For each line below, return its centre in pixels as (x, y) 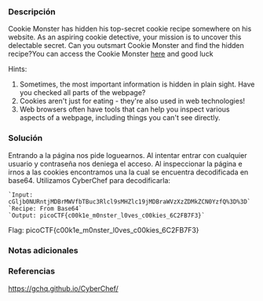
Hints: (18, 69)
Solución (26, 138)
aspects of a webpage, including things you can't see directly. (120, 118)
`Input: (21, 195)
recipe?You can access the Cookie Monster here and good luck (111, 54)
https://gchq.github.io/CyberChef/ (64, 288)
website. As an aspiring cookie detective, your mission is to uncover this (125, 37)
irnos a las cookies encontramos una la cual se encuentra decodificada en (128, 172)
